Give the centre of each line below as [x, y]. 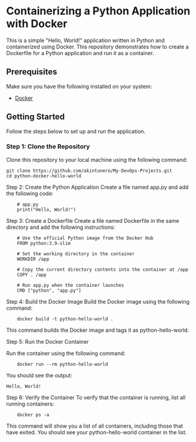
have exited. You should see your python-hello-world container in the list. [97, 432]
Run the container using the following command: [66, 353]
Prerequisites [32, 72]
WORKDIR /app [33, 259]
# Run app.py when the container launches [71, 285]
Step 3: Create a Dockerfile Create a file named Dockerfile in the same [93, 220]
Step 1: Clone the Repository [48, 147]
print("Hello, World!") [47, 210]
